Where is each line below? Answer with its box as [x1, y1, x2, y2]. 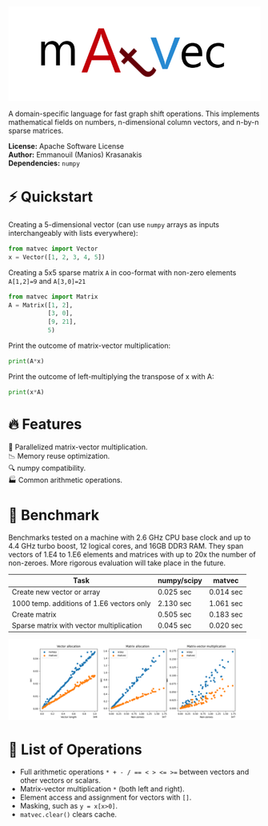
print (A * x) [8, 357, 45, 365]
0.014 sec [209, 587, 243, 597]
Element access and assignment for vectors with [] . [19, 792, 192, 802]
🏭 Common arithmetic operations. [8, 475, 122, 485]
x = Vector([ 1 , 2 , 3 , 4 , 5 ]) [8, 253, 106, 261]
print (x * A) [8, 388, 45, 396]
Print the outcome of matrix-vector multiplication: [8, 341, 171, 350]
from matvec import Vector [8, 245, 98, 253]
